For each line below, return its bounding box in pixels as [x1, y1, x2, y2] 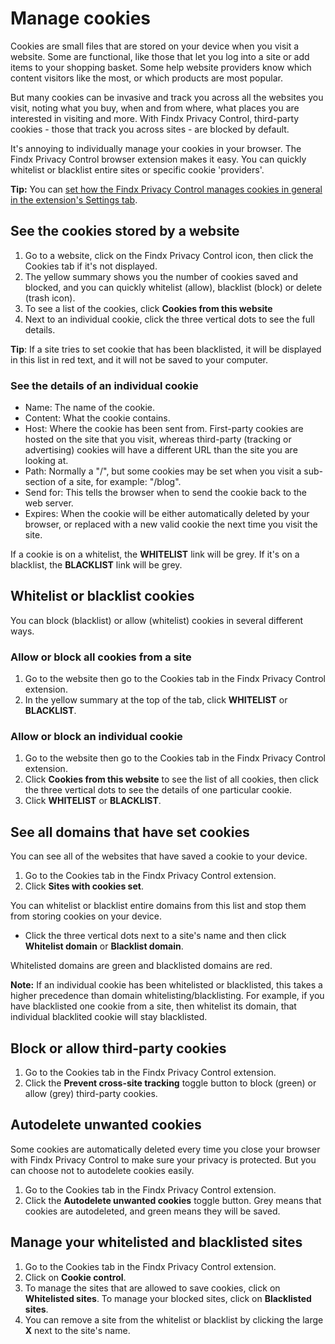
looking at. [24, 455, 69, 467]
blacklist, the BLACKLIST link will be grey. [10, 559, 183, 571]
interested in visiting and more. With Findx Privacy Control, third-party [10, 112, 300, 124]
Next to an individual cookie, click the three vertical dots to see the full [24, 313, 315, 325]
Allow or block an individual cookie [10, 730, 183, 744]
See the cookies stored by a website [10, 223, 240, 240]
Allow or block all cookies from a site [10, 650, 192, 664]
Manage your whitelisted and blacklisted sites [10, 1234, 303, 1251]
